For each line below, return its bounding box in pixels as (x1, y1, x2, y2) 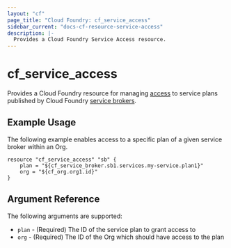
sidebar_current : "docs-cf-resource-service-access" (7, 23, 164, 30)
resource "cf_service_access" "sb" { (7, 156, 117, 163)
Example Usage (7, 116, 77, 129)
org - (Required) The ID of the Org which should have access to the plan (17, 233, 225, 241)
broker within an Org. (7, 142, 68, 150)
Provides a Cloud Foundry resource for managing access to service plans (7, 89, 218, 98)
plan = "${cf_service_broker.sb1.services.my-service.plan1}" (19, 162, 204, 169)
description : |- (7, 29, 54, 37)
